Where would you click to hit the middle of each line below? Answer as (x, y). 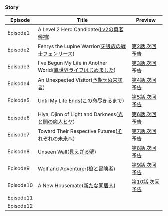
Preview (146, 20)
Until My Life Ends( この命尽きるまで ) (81, 101)
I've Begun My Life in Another (73, 63)
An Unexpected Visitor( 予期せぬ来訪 (81, 80)
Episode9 (19, 168)
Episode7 (19, 135)
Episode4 (19, 84)
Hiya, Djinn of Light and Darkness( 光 (81, 114)
